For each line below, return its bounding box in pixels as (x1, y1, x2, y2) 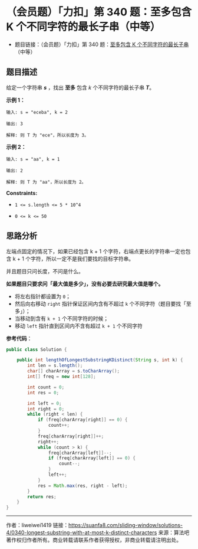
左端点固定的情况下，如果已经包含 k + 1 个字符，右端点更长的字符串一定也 (6, 247, 186, 254)
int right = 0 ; (27, 406, 65, 412)
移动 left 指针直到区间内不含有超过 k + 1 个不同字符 (14, 322, 143, 329)
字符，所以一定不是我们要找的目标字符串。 (30, 255, 134, 262)
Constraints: (6, 189, 38, 197)
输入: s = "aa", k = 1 (6, 156, 60, 162)
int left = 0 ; (27, 400, 62, 406)
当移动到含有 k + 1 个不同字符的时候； (14, 315, 109, 322)
